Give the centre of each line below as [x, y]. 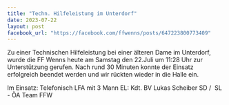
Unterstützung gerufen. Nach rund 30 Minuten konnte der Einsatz [100, 67]
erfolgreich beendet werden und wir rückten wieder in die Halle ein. [103, 75]
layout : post [26, 26]
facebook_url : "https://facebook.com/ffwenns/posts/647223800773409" [109, 33]
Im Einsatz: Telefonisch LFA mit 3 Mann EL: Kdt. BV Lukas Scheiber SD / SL [114, 88]
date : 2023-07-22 [32, 20]
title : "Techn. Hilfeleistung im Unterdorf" [72, 13]
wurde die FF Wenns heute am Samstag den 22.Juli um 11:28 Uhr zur [105, 60]
